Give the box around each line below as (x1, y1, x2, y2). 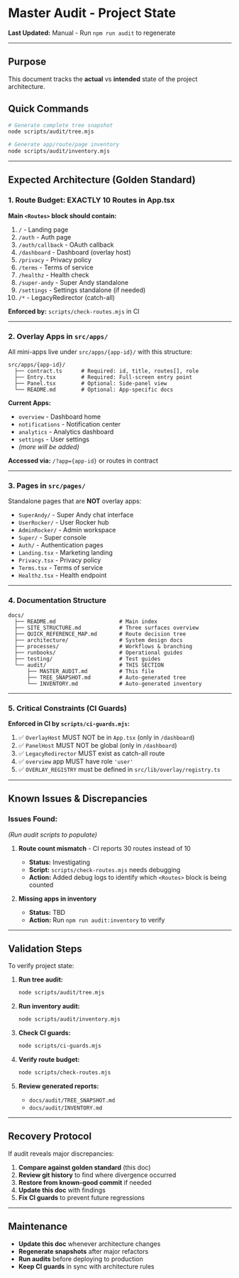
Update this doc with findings (18, 1186, 106, 1194)
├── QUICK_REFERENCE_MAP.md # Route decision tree (14, 630, 187, 638)
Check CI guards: (18, 1029, 71, 1037)
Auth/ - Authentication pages (18, 541, 104, 549)
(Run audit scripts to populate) (8, 830, 98, 839)
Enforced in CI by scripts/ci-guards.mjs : (8, 719, 130, 728)
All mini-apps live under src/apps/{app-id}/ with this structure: (8, 348, 193, 356)
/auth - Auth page (18, 232, 72, 241)
